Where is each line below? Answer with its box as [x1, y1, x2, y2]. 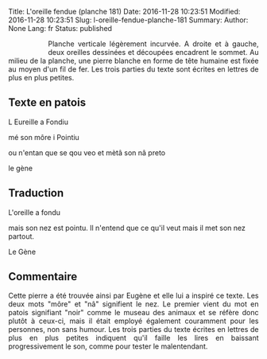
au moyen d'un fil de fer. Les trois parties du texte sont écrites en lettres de [8, 64, 259, 74]
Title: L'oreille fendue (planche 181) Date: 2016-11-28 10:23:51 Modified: [8, 7, 241, 16]
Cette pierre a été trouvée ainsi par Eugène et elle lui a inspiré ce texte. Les [8, 291, 259, 301]
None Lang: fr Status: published [8, 24, 113, 33]
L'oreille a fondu [8, 207, 61, 217]
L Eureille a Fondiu [8, 117, 69, 127]
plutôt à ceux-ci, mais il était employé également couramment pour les [8, 316, 259, 326]
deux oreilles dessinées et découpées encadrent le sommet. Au [48, 48, 259, 57]
